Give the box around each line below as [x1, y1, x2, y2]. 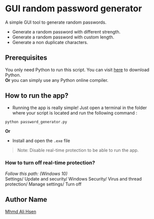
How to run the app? [5, 92, 69, 100]
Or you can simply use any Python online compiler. [5, 77, 109, 83]
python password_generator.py [5, 119, 68, 124]
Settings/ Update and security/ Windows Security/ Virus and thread [5, 176, 142, 182]
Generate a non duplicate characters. [12, 39, 88, 45]
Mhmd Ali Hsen [5, 208, 37, 215]
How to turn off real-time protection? [5, 159, 95, 166]
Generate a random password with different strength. [12, 29, 121, 35]
